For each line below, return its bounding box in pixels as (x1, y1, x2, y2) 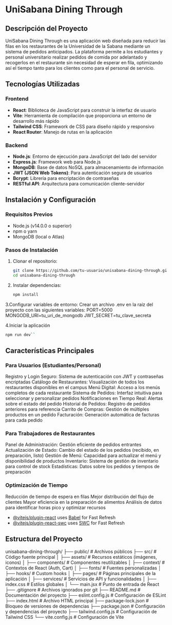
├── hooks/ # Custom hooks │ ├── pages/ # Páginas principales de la (5, 570, 156, 576)
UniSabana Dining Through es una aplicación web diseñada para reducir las (5, 38, 166, 44)
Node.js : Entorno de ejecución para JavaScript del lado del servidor (12, 153, 157, 159)
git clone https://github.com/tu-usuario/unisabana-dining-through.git (12, 268, 169, 273)
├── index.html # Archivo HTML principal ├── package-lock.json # (5, 597, 149, 603)
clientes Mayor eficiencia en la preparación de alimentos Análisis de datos (5, 499, 162, 505)
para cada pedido (5, 417, 43, 424)
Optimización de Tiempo (5, 482, 68, 489)
